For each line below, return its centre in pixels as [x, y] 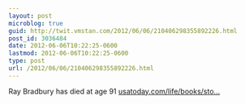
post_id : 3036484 [38, 38]
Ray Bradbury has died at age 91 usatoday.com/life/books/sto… [114, 91]
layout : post [30, 16]
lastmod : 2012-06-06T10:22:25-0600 [69, 53]
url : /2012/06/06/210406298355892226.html [81, 69]
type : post [27, 61]
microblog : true [36, 23]
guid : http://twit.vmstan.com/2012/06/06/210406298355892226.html [123, 31]
